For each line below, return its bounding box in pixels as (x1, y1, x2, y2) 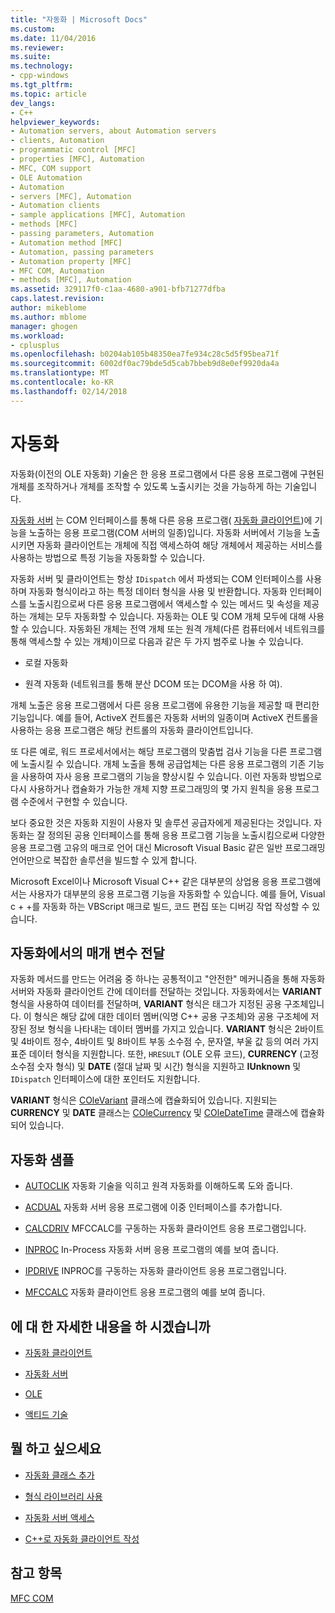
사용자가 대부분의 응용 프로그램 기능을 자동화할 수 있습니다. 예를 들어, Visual (28, 887, 326, 900)
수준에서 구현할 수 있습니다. (20, 795, 128, 807)
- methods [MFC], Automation (10, 275, 132, 285)
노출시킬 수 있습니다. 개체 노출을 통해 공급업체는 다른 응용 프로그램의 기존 (20, 757, 307, 770)
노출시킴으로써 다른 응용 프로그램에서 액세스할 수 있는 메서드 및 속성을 (28, 597, 302, 610)
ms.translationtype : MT (10, 368, 110, 378)
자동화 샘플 (10, 1151, 75, 1168)
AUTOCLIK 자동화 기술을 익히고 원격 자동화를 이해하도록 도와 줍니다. (24, 1180, 293, 1192)
